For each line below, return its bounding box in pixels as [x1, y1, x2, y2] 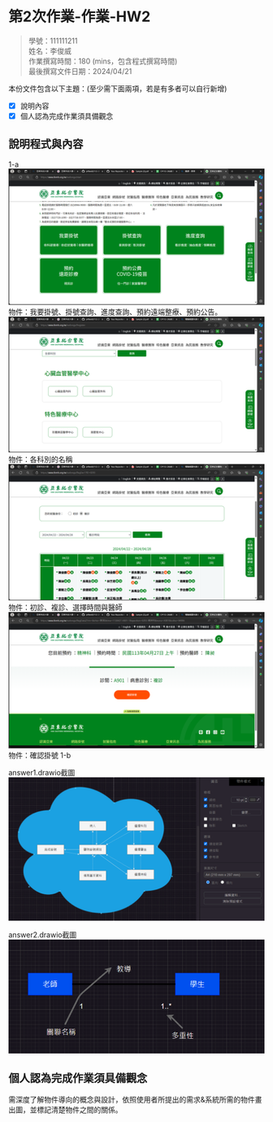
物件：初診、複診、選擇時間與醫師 [8, 603, 123, 613]
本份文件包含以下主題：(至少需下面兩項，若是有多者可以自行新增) [8, 83, 227, 94]
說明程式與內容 [8, 138, 84, 151]
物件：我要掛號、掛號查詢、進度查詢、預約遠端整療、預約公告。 [8, 307, 222, 317]
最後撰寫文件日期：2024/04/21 [28, 66, 132, 76]
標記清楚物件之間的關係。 [36, 1104, 123, 1115]
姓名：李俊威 [28, 46, 71, 55]
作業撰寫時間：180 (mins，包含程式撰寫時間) [28, 56, 178, 66]
